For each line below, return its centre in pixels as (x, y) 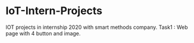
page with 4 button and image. (43, 33)
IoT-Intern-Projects (54, 11)
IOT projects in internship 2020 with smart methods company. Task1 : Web (97, 27)
